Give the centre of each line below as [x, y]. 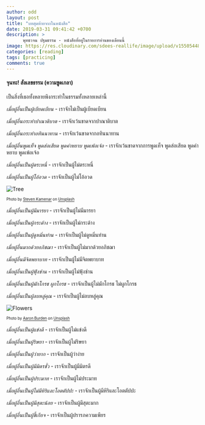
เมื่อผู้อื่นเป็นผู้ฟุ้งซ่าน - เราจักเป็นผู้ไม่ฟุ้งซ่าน [50, 271]
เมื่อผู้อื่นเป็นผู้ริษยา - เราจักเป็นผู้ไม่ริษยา [46, 341]
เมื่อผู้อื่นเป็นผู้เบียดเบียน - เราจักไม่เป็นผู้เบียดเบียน [56, 109]
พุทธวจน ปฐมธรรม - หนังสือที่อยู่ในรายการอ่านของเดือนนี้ [74, 40]
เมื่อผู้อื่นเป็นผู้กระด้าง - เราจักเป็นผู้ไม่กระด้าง [51, 222]
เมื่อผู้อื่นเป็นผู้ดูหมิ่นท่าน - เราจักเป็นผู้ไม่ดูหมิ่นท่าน [56, 234]
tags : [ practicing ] [31, 57]
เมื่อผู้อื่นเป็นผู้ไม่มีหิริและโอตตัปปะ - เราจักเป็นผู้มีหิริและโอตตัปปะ [71, 390]
